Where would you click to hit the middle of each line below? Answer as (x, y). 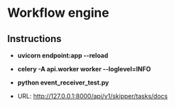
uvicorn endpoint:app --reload (63, 55)
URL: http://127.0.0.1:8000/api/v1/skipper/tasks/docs (92, 96)
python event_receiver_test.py (63, 83)
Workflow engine (58, 13)
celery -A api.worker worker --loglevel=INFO (84, 69)
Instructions (34, 39)
